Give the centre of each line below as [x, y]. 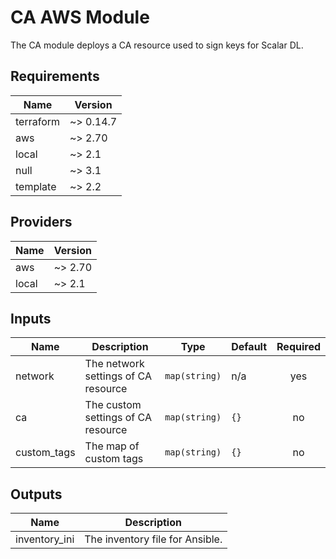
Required [298, 347]
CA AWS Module [80, 17]
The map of [112, 446]
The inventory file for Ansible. [153, 539]
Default [249, 347]
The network [114, 364]
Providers [41, 222]
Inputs [31, 318]
